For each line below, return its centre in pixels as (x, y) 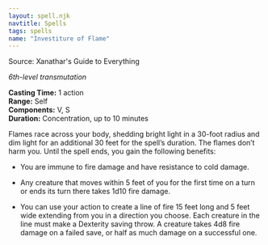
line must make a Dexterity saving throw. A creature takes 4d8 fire (130, 224)
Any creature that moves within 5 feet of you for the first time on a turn (138, 183)
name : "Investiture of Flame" (59, 38)
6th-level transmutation (48, 77)
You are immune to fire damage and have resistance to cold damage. (135, 167)
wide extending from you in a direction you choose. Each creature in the (140, 216)
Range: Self (28, 101)
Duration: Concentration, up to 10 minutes (79, 119)
